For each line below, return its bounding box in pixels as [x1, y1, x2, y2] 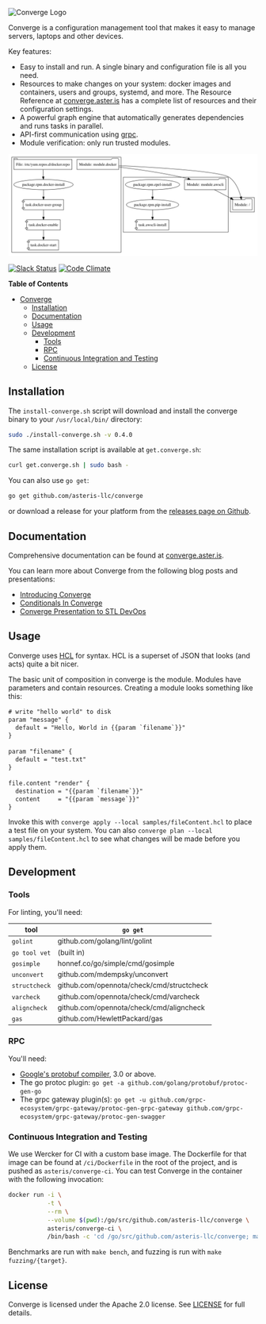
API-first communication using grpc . [19, 129, 139, 139]
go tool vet [11, 949, 51, 957]
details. [8, 1308, 32, 1318]
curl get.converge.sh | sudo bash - [8, 461, 129, 469]
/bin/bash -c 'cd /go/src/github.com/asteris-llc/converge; [47, 1233, 249, 1241]
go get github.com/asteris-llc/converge [8, 492, 144, 500]
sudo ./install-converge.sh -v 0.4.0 [8, 430, 133, 438]
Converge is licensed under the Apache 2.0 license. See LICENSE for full [8, 1299, 245, 1310]
